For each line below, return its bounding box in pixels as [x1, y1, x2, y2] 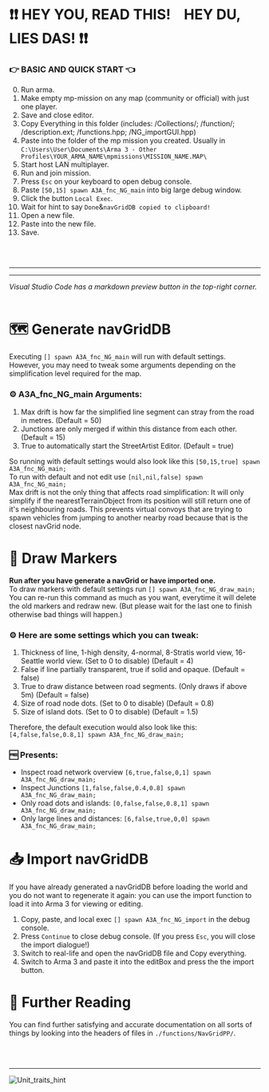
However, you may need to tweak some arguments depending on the [9, 360, 236, 370]
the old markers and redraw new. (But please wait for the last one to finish [9, 601, 252, 611]
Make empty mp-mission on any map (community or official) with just [20, 93, 250, 103]
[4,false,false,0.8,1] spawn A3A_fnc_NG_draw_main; [9, 730, 184, 738]
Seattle [20, 655, 45, 666]
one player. [20, 102, 58, 112]
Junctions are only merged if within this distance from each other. [20, 424, 238, 433]
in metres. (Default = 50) [20, 415, 102, 425]
